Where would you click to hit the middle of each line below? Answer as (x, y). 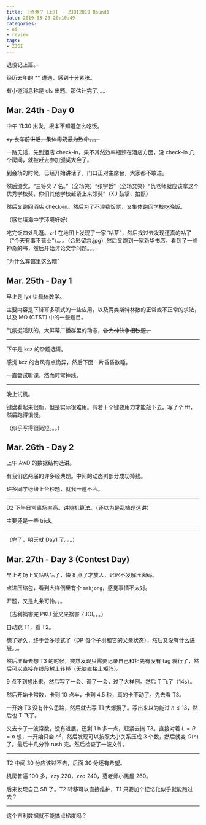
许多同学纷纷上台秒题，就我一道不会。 (55, 489)
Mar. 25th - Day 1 (39, 281)
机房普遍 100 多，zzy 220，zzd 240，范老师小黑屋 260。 (79, 776)
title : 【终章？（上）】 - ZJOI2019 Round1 (58, 12)
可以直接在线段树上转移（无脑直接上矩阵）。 (67, 669)
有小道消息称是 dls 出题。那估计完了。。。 (57, 90)
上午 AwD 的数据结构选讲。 (41, 463)
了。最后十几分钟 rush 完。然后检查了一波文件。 (67, 744)
